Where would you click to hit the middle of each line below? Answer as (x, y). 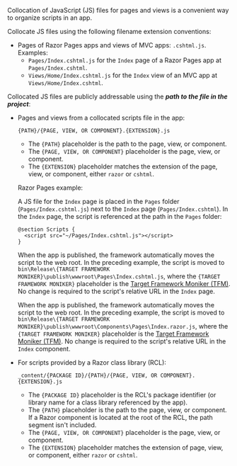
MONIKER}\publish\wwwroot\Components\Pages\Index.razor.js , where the (123, 326)
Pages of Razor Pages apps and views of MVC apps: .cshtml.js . (112, 45)
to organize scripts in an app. (50, 18)
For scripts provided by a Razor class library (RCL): (92, 363)
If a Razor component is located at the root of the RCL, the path (121, 417)
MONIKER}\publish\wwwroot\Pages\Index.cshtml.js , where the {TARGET (119, 276)
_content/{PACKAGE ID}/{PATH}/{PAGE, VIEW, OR (87, 375)
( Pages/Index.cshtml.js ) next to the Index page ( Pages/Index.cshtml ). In (123, 209)
